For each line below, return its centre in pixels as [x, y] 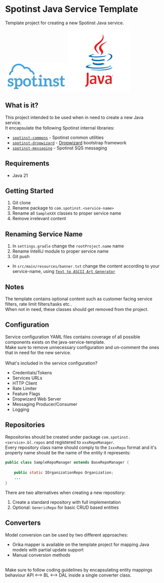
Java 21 [20, 175]
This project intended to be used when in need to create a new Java [74, 117]
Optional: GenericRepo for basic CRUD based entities [65, 507]
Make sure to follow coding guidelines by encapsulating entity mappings [79, 570]
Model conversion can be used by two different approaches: [67, 535]
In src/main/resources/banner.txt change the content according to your [86, 266]
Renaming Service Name [44, 234]
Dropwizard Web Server [37, 399]
